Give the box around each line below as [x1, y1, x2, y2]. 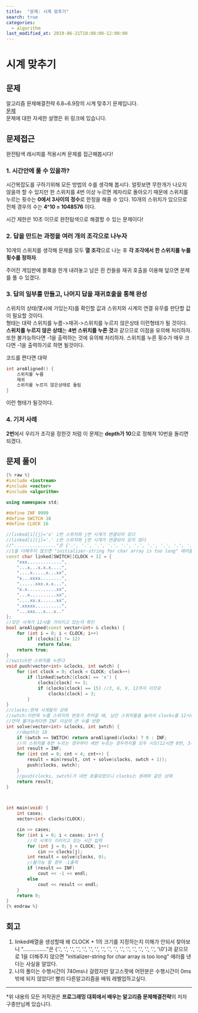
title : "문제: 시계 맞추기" [6, 8, 69, 15]
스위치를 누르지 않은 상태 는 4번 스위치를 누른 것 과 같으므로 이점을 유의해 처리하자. [6, 326, 192, 334]
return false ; [37, 641, 72, 647]
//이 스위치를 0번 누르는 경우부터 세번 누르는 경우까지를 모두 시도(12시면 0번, [16, 740, 186, 746]
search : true [6, 14, 38, 20]
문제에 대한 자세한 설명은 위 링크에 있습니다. [6, 115, 107, 122]
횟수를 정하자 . [6, 254, 38, 261]
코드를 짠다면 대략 [6, 354, 47, 361]
